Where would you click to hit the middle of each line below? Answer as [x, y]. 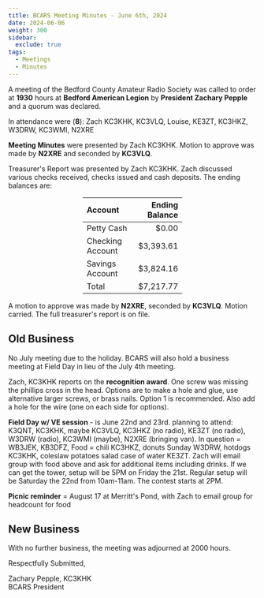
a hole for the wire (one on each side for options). [89, 406]
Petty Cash [107, 228]
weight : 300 [28, 30]
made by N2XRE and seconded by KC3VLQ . [80, 153]
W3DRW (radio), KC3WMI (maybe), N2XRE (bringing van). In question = [125, 439]
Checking [104, 241]
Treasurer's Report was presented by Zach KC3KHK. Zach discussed [120, 168]
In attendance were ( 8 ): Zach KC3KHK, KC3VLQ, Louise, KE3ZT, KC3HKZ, [128, 121]
